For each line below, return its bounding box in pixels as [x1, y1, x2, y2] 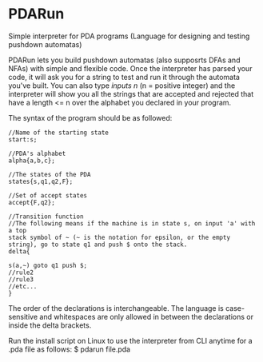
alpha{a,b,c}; [8, 157, 56, 165]
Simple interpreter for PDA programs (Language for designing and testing [8, 31, 250, 41]
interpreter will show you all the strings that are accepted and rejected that [8, 89, 254, 98]
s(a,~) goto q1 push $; [8, 261, 88, 269]
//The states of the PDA [8, 170, 91, 178]
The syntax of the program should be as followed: [8, 113, 173, 122]
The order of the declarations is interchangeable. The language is [8, 303, 224, 312]
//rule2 [8, 269, 34, 276]
